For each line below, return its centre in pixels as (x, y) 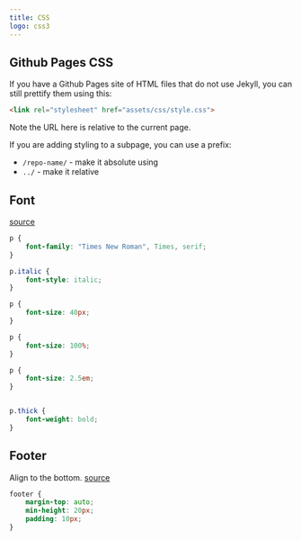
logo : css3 (30, 26)
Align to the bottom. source (60, 477)
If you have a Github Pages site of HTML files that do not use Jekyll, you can (151, 84)
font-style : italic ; (64, 280)
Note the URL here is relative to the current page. (100, 128)
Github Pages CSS (62, 63)
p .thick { (28, 411)
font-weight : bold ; (62, 419)
